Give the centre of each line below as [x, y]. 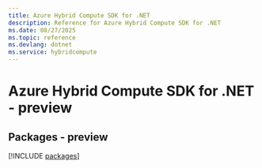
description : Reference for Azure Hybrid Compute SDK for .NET [115, 23]
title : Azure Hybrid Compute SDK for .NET [79, 15]
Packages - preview [58, 137]
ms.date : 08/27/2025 [42, 30]
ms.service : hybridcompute [53, 52]
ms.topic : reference [42, 37]
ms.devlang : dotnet [40, 45]
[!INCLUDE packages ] [44, 156]
